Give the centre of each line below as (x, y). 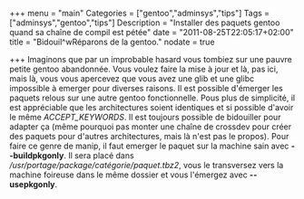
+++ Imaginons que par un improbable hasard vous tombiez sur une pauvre (151, 59)
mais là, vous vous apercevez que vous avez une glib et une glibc (132, 79)
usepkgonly (33, 184)
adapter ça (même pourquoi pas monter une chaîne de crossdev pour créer (151, 127)
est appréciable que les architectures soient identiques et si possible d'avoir (152, 107)
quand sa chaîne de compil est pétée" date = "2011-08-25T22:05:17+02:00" (152, 32)
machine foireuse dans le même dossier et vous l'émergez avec (128, 175)
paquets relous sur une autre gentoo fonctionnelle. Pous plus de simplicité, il (152, 98)
